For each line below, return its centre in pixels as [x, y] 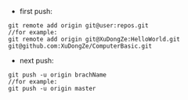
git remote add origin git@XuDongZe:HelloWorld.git [94, 39]
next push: [36, 61]
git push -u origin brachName [58, 75]
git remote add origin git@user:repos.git [78, 26]
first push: [36, 11]
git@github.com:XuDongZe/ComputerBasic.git [80, 46]
